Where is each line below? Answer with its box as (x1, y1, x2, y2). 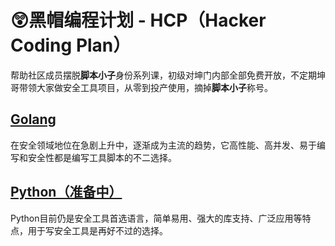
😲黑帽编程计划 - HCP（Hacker (10, 9, 267, 32)
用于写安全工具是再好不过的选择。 (27, 224, 168, 236)
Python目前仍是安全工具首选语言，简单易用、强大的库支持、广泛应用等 (10, 212, 303, 224)
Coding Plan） (10, 34, 132, 57)
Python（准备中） (10, 184, 123, 201)
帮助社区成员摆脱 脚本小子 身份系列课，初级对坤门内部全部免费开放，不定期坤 (10, 69, 326, 81)
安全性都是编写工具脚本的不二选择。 (27, 151, 177, 163)
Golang (10, 111, 57, 128)
